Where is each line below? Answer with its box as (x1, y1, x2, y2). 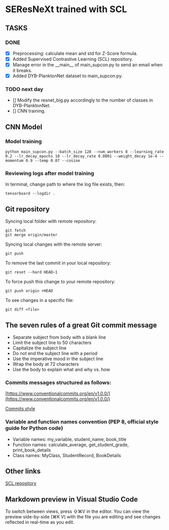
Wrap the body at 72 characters (12, 361, 79, 367)
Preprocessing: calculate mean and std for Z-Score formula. (12, 50, 138, 56)
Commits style (5, 406, 35, 412)
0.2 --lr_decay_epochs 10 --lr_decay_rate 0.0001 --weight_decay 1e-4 (5, 154, 157, 159)
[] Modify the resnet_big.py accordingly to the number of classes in (12, 97, 153, 103)
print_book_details (12, 447, 51, 453)
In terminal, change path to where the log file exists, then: (5, 181, 125, 188)
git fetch (5, 228, 26, 233)
